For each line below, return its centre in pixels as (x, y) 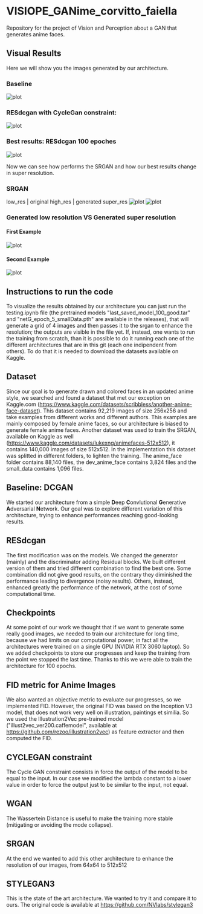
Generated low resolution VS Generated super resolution (91, 217)
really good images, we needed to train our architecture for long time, (93, 634)
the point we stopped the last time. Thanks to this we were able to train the (99, 660)
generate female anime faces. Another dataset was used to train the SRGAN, (101, 430)
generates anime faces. (36, 34)
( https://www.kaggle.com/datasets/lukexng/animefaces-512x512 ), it (91, 443)
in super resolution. (30, 173)
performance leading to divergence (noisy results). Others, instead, (90, 581)
